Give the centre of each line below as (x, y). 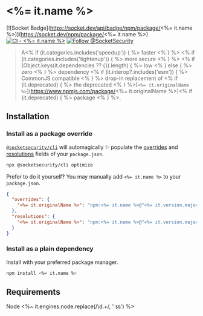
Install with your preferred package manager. (62, 262)
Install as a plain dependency (50, 249)
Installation (28, 117)
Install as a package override (49, 134)
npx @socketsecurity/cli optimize (50, 165)
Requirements (33, 292)
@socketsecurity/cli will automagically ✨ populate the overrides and (92, 147)
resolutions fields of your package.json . (55, 154)
